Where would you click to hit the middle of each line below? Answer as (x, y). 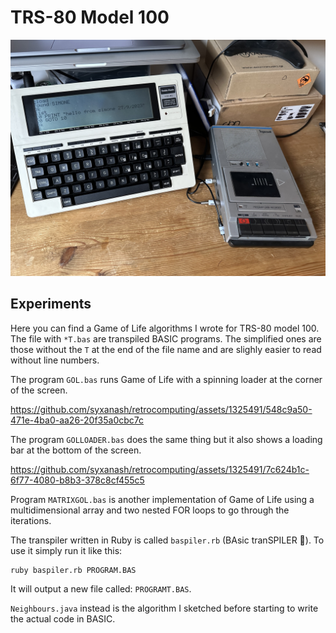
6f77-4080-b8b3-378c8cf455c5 (77, 480)
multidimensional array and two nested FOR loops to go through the (150, 510)
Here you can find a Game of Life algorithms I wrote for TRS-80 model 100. (165, 328)
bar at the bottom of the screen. (76, 450)
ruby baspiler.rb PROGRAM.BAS (73, 570)
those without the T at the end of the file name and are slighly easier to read (166, 349)
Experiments (51, 304)
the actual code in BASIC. (63, 618)
